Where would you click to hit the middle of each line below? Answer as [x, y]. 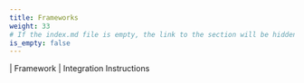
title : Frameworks [44, 18]
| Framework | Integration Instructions [80, 69]
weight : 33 [30, 26]
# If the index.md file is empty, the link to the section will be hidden [153, 34]
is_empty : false [40, 43]
